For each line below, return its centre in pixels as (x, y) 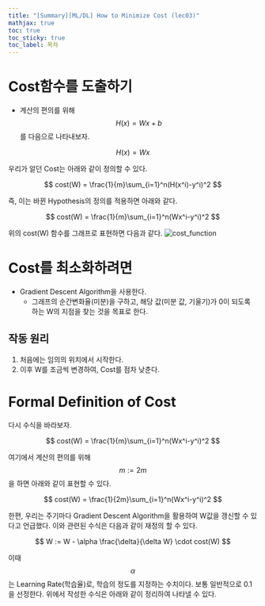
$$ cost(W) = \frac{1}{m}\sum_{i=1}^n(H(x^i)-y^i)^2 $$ (133, 185)
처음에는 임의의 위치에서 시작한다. (72, 359)
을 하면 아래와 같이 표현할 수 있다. (60, 483)
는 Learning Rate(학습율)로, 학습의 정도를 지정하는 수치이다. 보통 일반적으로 (125, 584)
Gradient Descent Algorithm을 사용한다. (83, 291)
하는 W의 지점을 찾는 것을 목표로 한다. (90, 311)
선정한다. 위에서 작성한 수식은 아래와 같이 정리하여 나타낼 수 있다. (116, 594)
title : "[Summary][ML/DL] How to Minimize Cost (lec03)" (104, 15)
